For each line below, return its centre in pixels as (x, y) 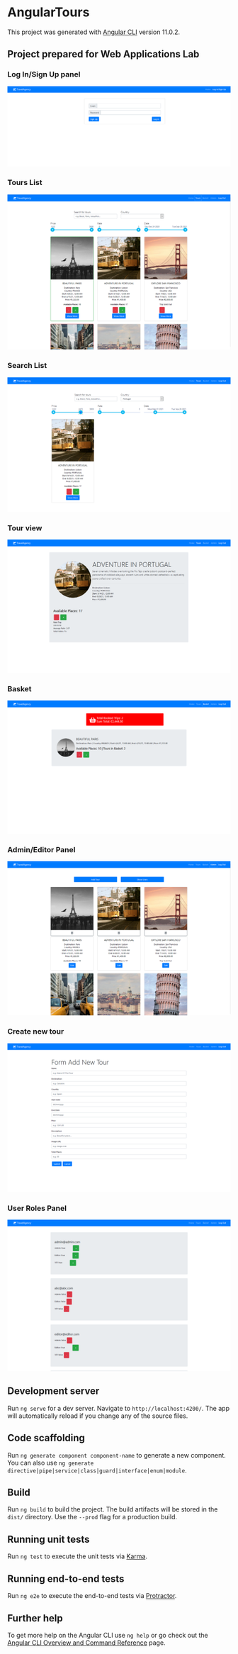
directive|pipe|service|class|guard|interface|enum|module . (97, 1470)
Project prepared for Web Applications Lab (103, 54)
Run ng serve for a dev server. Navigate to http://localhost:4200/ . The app (119, 1408)
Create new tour (36, 1032)
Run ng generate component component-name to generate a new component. (117, 1455)
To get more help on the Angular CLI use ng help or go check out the (108, 1635)
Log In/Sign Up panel (44, 74)
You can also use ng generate (51, 1463)
